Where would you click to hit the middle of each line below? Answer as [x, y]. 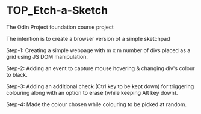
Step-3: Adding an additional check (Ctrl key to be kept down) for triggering [100, 86]
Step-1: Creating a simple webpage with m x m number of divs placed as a [98, 50]
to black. [17, 74]
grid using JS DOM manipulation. [47, 56]
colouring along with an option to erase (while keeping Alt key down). [92, 92]
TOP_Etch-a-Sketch [57, 10]
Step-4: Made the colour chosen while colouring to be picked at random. [97, 104]
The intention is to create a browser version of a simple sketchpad [88, 38]
